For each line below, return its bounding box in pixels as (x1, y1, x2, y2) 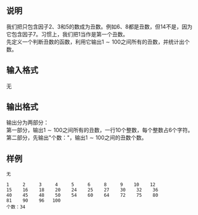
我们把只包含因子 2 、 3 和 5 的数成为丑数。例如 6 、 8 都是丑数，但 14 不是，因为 (6, 23, 193, 30)
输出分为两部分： (6, 119, 49, 126)
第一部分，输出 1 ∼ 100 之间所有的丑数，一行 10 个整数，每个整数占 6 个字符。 (6, 127, 194, 134)
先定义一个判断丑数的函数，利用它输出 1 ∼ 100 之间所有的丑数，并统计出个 (6, 38, 190, 45)
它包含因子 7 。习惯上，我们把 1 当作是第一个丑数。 (6, 30, 128, 38)
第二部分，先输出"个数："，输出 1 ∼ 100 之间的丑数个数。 (6, 134, 147, 141)
